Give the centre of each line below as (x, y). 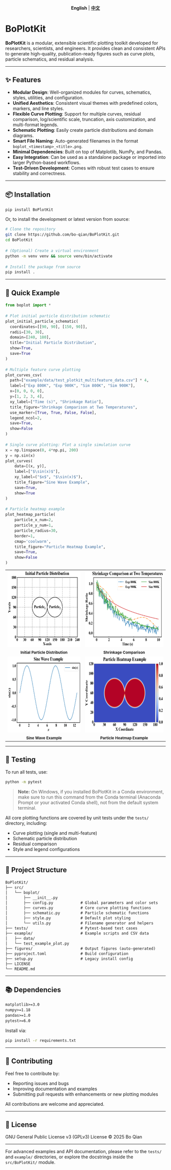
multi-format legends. (35, 125)
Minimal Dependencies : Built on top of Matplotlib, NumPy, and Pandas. (88, 152)
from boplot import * (28, 305)
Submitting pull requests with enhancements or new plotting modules (85, 1094)
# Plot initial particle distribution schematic (58, 316)
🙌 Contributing (29, 1061)
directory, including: (26, 823)
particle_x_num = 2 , (34, 520)
